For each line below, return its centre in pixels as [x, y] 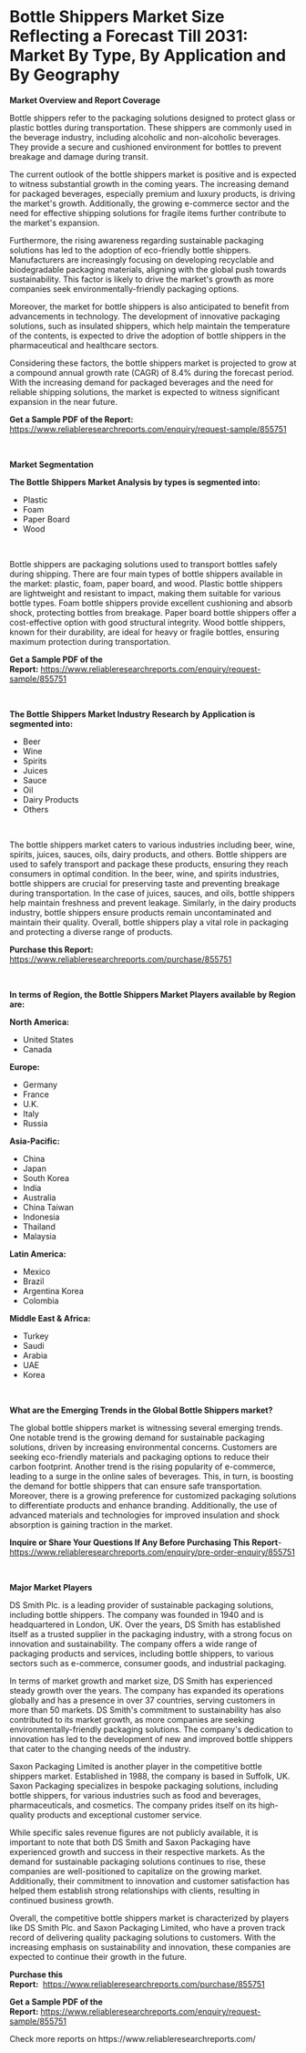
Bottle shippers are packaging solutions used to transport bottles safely [143, 564]
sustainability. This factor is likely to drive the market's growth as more [142, 279]
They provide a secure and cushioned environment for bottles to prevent [146, 147]
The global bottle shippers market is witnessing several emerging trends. [146, 1427]
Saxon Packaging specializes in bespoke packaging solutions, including [144, 1786]
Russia [35, 1123]
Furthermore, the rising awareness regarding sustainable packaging [137, 240]
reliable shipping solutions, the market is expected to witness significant [145, 392]
